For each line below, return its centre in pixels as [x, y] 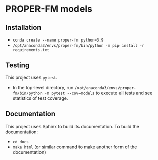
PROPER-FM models [49, 9]
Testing [17, 66]
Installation [23, 28]
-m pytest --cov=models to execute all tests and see [99, 93]
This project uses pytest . [31, 77]
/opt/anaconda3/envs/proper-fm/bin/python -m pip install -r [78, 46]
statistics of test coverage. [40, 98]
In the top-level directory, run [43, 87]
